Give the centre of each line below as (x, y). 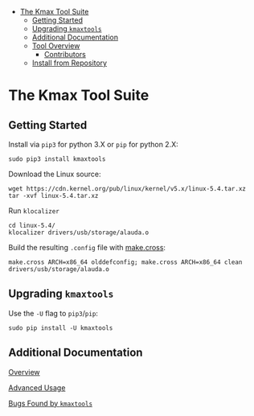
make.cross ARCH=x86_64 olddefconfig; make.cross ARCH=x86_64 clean (125, 262)
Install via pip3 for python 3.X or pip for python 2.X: (93, 144)
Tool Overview (56, 46)
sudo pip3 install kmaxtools (57, 159)
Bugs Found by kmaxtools (51, 403)
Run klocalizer (34, 211)
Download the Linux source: (55, 174)
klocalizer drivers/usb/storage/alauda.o (79, 233)
